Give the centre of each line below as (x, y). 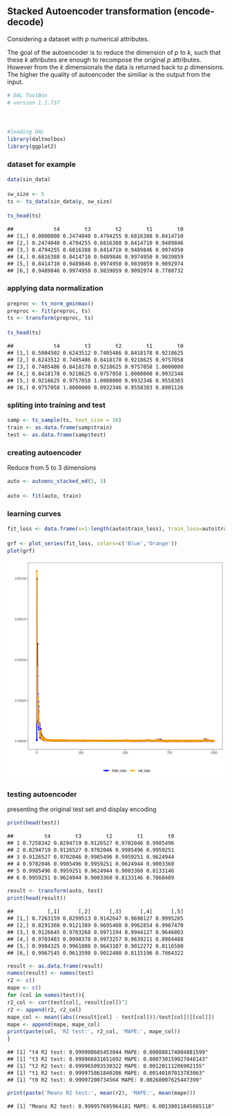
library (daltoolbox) (37, 139)
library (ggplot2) (32, 146)
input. (16, 82)
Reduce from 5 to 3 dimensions (52, 468)
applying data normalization (55, 288)
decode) (26, 23)
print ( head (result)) (37, 898)
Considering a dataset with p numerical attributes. (78, 39)
